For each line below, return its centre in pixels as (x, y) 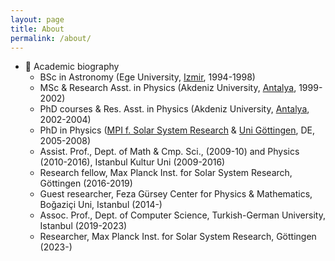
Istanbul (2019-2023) (83, 226)
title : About (37, 29)
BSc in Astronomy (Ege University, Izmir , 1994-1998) (147, 77)
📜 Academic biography (72, 67)
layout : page (37, 19)
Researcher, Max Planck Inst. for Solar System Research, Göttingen (178, 237)
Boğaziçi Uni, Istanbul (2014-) (101, 205)
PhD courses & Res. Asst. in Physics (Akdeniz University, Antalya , (174, 109)
